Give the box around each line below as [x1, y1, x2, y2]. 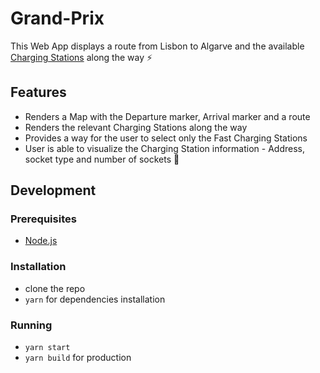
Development [10, 182, 97, 199]
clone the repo [24, 282, 86, 294]
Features [10, 84, 67, 101]
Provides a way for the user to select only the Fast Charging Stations [24, 132, 308, 144]
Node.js [24, 235, 58, 247]
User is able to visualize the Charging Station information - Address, [24, 142, 305, 154]
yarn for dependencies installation [24, 293, 166, 305]
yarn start [24, 343, 71, 353]
